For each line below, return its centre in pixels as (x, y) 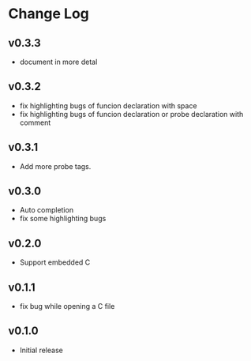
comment (35, 122)
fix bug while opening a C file (67, 306)
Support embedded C (55, 262)
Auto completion (46, 210)
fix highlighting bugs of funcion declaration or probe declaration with (131, 114)
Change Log (49, 14)
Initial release (41, 350)
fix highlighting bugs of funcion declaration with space (108, 105)
